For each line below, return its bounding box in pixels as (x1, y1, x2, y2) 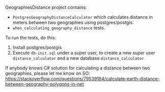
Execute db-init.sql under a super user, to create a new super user (12, 50, 155, 56)
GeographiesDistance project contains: (5, 5, 87, 10)
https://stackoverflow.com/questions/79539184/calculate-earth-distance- (5, 76, 160, 81)
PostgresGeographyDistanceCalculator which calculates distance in (12, 14, 153, 20)
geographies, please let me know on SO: (5, 70, 90, 76)
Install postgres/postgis (12, 44, 62, 50)
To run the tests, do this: (5, 35, 56, 40)
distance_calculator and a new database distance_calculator (12, 55, 144, 61)
